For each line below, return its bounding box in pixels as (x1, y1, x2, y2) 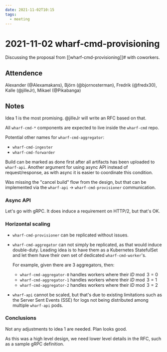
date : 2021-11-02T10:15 (5, 7, 55, 12)
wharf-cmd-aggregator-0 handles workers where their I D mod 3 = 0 (19, 271, 159, 277)
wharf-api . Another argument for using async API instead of (5, 164, 128, 170)
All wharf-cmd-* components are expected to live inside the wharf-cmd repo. (5, 124, 160, 130)
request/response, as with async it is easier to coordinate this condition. (5, 169, 153, 175)
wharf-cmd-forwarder (12, 150, 55, 155)
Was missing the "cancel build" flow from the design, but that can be (5, 179, 147, 185)
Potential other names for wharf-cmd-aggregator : (5, 134, 105, 140)
